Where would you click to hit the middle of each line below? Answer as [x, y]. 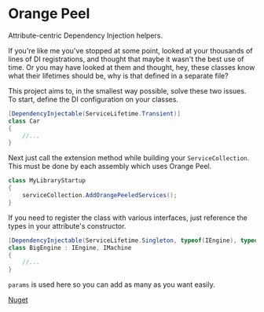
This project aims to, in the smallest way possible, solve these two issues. [127, 90]
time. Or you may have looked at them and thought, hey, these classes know [132, 67]
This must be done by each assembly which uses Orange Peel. [110, 167]
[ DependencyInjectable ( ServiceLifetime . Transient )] [94, 114]
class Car [24, 121]
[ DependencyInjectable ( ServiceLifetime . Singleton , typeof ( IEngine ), [123, 240]
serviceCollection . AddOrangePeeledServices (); [100, 196]
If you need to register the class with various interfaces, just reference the [128, 218]
